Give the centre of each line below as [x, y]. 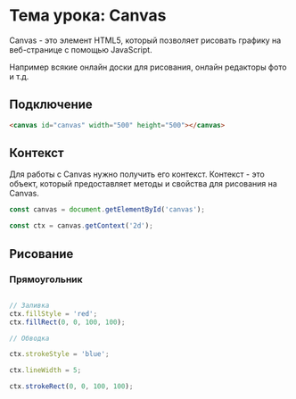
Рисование [41, 254]
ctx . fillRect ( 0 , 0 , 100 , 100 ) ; [67, 322]
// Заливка [29, 305]
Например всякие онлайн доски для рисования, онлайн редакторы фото [148, 67]
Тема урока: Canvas [88, 16]
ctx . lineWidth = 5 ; [45, 370]
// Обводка [29, 338]
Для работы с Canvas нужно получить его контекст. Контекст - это [137, 174]
